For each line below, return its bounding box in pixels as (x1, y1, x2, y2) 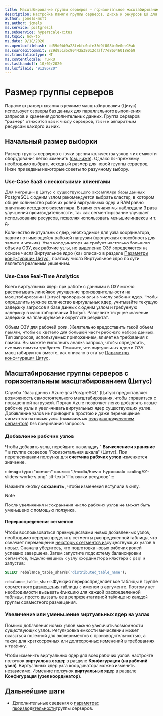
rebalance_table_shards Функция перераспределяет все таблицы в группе (5, 578, 158, 584)
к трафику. (5, 643, 27, 649)
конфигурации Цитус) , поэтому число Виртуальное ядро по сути (5, 256, 140, 262)
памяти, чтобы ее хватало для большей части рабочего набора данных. (5, 329, 155, 335)
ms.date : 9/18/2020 (5, 39, 45, 44)
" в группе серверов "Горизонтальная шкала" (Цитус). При (5, 449, 128, 455)
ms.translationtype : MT (5, 52, 53, 57)
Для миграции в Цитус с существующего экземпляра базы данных (5, 189, 145, 195)
